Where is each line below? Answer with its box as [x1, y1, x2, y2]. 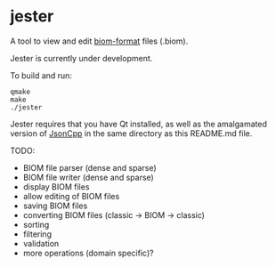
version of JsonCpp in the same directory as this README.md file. [10, 127, 253, 139]
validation [22, 238, 60, 248]
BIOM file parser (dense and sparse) [22, 162, 157, 173]
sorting [22, 219, 50, 230]
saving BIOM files [22, 200, 88, 211]
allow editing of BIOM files [22, 190, 120, 201]
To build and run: [10, 69, 72, 81]
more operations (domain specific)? [22, 247, 154, 258]
